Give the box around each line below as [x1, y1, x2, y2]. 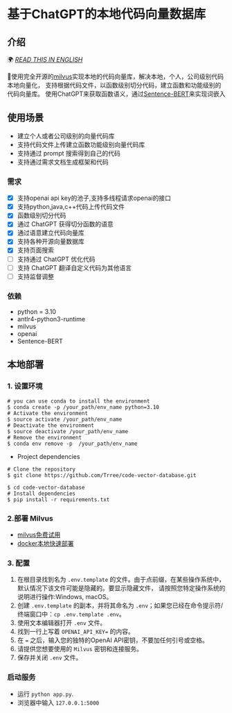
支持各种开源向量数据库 [17, 237, 84, 246]
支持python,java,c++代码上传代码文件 [17, 203, 125, 211]
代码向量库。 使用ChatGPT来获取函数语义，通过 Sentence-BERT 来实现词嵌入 [7, 90, 226, 98]
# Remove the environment [7, 434, 82, 441]
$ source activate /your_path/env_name [7, 416, 123, 423]
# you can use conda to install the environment [7, 397, 150, 405]
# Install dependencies [7, 490, 76, 497]
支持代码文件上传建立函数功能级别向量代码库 [17, 140, 145, 149]
